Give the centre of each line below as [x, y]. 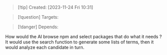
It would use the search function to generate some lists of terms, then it [79, 42]
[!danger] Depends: [38, 27]
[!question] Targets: [38, 17]
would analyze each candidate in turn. [45, 47]
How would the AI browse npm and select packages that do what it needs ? [84, 37]
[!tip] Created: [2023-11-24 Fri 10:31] [55, 7]
